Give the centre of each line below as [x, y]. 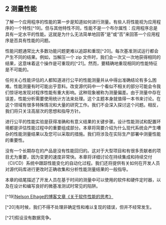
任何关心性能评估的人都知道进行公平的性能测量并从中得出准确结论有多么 [79, 80]
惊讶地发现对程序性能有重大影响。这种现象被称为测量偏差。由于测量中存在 [85, 92]
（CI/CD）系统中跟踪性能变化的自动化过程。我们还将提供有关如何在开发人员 [83, 163]
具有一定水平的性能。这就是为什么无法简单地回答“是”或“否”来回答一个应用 [80, 34]
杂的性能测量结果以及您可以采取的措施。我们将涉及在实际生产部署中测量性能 [83, 134]
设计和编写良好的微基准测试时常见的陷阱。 [57, 186]
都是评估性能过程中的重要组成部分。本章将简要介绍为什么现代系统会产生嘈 [85, 127]
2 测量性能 [21, 9]
